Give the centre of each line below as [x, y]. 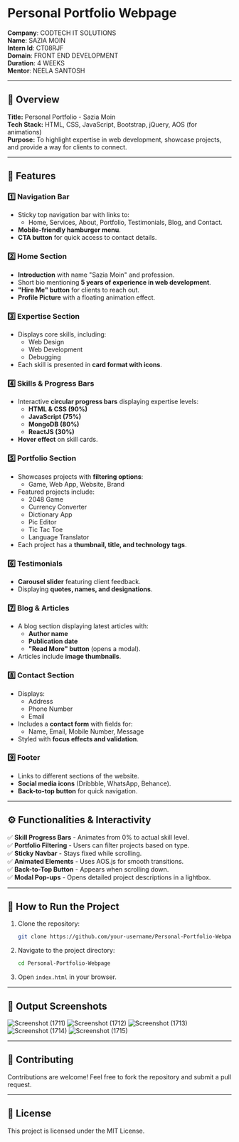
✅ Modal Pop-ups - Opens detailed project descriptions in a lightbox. [109, 877]
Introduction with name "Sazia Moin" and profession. [96, 275]
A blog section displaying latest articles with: [83, 626]
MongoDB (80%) [54, 424]
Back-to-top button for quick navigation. [78, 791]
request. [20, 1084]
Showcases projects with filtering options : [80, 476]
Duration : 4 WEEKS [36, 63]
